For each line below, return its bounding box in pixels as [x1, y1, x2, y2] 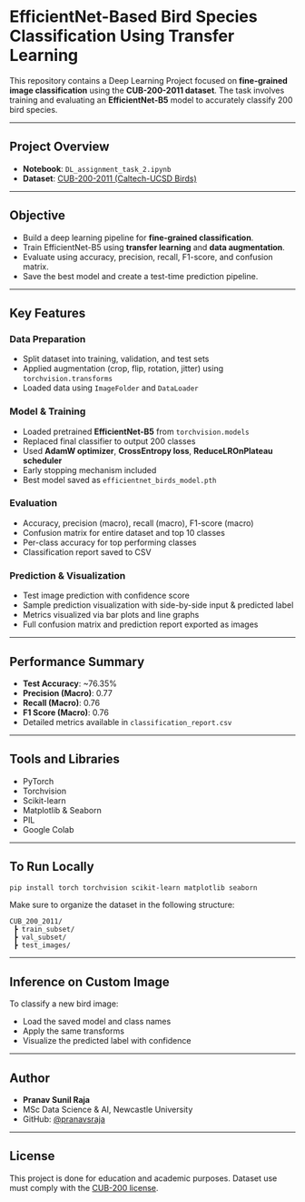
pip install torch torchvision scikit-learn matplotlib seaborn [9, 883, 258, 893]
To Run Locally [9, 859, 94, 874]
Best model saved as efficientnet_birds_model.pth [22, 474, 217, 485]
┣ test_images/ [13, 941, 71, 950]
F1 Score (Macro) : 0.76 [22, 707, 109, 718]
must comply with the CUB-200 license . [9, 1182, 159, 1193]
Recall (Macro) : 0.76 [22, 697, 101, 708]
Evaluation [9, 497, 57, 510]
